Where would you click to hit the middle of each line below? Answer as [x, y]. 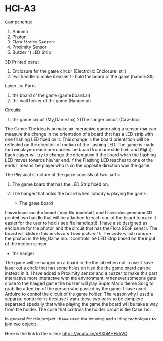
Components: [19, 22]
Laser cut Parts [20, 85]
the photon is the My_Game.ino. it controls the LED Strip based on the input [80, 238]
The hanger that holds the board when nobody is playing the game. [80, 193]
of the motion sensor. [26, 244]
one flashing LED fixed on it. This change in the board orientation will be [77, 139]
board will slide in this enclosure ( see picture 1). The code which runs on [78, 233]
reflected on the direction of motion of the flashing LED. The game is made [80, 144]
